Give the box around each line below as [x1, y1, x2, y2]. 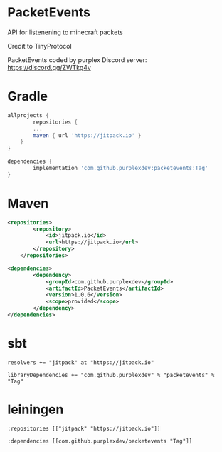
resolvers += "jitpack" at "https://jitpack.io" [7, 358, 154, 366]
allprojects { [7, 111, 50, 119]
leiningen [7, 401, 64, 418]
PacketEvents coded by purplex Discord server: [7, 55, 147, 64]
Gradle [7, 89, 48, 104]
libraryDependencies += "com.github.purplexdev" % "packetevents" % [7, 371, 215, 378]
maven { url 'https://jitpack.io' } [33, 131, 142, 139]
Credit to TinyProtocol [7, 41, 73, 50]
